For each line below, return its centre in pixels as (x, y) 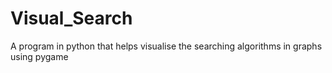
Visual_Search (71, 18)
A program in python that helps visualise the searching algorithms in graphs (166, 46)
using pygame (39, 56)
